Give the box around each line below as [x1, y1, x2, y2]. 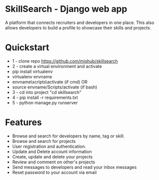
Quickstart [5, 42, 50, 53]
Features [5, 117, 42, 128]
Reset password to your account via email [12, 169, 97, 175]
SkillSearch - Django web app [5, 3, 127, 15]
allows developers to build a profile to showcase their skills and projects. [5, 24, 152, 30]
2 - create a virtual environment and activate [12, 63, 102, 69]
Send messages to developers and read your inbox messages [12, 164, 137, 170]
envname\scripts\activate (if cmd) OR [12, 79, 88, 85]
